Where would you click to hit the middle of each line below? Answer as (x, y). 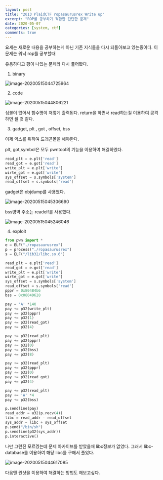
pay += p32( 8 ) (20, 354)
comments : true (21, 33)
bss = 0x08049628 (23, 295)
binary (19, 74)
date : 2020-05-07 (23, 23)
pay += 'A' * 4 (20, 395)
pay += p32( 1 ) (20, 318)
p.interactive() (22, 436)
